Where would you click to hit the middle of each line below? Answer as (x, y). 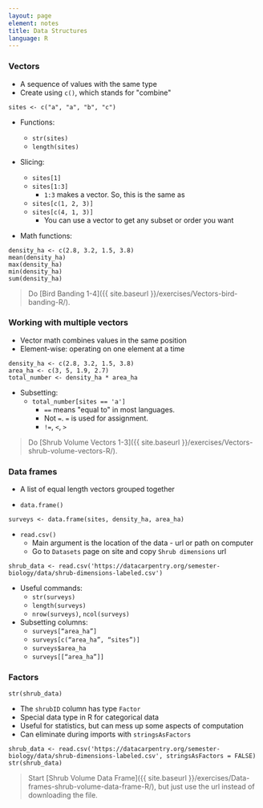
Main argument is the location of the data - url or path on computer (143, 543)
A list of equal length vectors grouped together (97, 489)
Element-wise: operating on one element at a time (102, 349)
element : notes (34, 23)
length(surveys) (59, 606)
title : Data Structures (48, 31)
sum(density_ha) (35, 278)
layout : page (30, 16)
